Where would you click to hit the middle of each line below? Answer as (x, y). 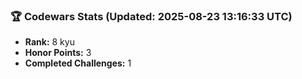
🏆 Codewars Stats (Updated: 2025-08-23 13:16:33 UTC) (151, 16)
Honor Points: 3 (58, 53)
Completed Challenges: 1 (78, 63)
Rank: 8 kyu (49, 42)
